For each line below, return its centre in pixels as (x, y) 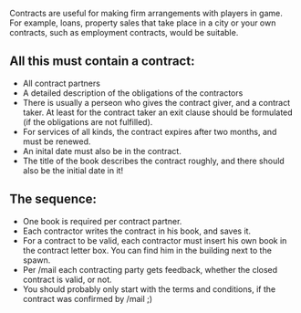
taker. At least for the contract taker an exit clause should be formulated (158, 112)
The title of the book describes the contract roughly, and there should (153, 161)
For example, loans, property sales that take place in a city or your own (143, 23)
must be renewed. (57, 141)
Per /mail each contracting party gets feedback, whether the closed (150, 269)
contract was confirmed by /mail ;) (88, 298)
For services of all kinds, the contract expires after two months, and (150, 131)
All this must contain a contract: (102, 62)
